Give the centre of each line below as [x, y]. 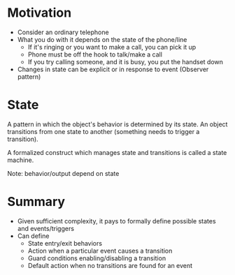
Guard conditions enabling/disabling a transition [97, 258]
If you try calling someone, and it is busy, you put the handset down [126, 61]
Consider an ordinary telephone [63, 32]
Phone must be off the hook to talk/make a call [95, 54]
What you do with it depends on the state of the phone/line [102, 39]
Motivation [40, 13]
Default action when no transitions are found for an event [110, 265]
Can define [33, 236]
